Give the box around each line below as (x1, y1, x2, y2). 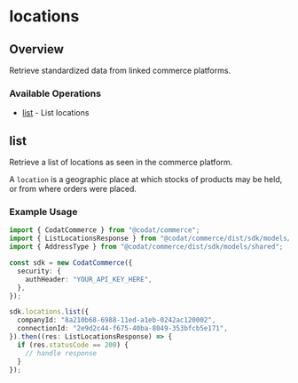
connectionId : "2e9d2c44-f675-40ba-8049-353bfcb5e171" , (17, 324, 228, 333)
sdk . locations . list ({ (9, 307, 90, 316)
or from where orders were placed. (9, 184, 137, 195)
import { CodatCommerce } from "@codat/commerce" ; (9, 226, 200, 235)
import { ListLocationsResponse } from (9, 234, 157, 243)
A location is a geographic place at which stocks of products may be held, (9, 174, 283, 185)
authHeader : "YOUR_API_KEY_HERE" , (25, 275, 153, 283)
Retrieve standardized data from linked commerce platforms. (9, 65, 231, 76)
